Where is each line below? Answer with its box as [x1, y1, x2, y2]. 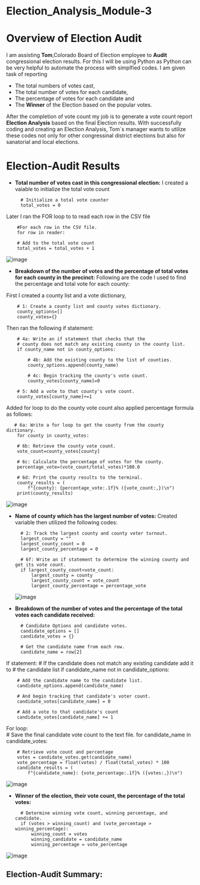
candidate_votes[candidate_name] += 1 [17, 714, 113, 720]
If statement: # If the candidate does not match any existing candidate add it [6, 660, 194, 667]
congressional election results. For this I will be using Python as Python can [6, 58, 192, 65]
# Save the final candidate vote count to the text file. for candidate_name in [6, 731, 191, 738]
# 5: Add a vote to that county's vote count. [17, 388, 135, 395]
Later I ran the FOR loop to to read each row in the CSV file [6, 213, 150, 220]
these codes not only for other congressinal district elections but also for [6, 132, 185, 139]
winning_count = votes [30, 831, 88, 837]
